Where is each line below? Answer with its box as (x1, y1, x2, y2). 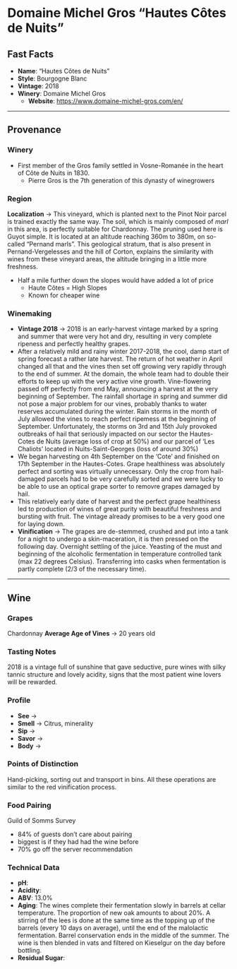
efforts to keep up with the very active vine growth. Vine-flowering (17, 377, 212, 386)
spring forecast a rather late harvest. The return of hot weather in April (17, 355, 223, 363)
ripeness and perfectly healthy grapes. (17, 340, 130, 348)
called (7, 239, 25, 248)
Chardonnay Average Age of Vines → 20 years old (7, 629, 156, 637)
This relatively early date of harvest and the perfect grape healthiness (17, 497, 221, 506)
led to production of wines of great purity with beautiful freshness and (17, 505, 222, 513)
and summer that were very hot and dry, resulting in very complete (17, 332, 212, 340)
